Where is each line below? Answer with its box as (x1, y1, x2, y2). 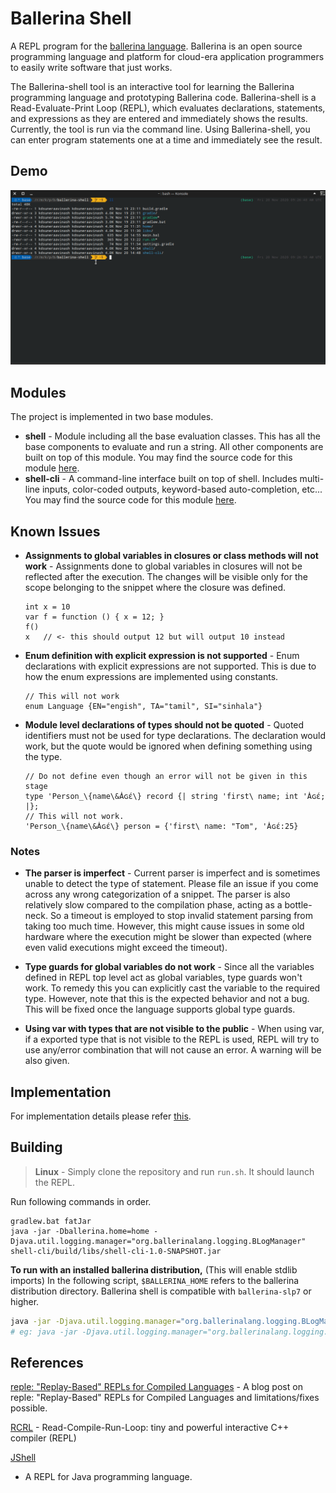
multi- (299, 473, 325, 485)
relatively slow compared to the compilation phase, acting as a (24, 899, 283, 911)
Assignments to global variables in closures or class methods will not (24, 549, 319, 561)
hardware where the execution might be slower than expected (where (24, 931, 312, 943)
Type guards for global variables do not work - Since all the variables (24, 961, 315, 973)
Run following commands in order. (10, 1195, 152, 1207)
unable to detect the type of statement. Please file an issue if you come (24, 878, 319, 890)
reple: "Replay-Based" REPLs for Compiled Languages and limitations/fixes (10, 1392, 320, 1404)
